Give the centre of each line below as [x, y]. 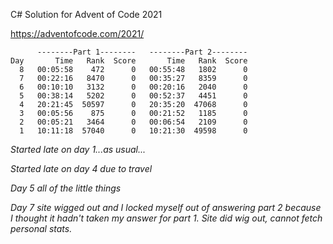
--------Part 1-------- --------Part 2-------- [142, 52]
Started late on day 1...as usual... [78, 149]
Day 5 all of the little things [66, 188]
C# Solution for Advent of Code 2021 [86, 14]
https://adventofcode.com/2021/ [77, 33]
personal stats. [41, 228]
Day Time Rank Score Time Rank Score [129, 61]
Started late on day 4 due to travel [81, 168]
